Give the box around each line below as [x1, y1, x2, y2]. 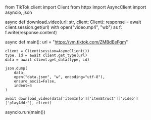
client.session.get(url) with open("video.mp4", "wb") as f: [5, 24, 122, 30]
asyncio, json [5, 9, 32, 15]
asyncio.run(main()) [5, 109, 46, 115]
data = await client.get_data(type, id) [5, 57, 90, 62]
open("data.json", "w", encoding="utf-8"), [14, 75, 105, 80]
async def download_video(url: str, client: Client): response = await [5, 19, 141, 25]
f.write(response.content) [5, 30, 57, 35]
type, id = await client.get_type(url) [5, 53, 88, 58]
